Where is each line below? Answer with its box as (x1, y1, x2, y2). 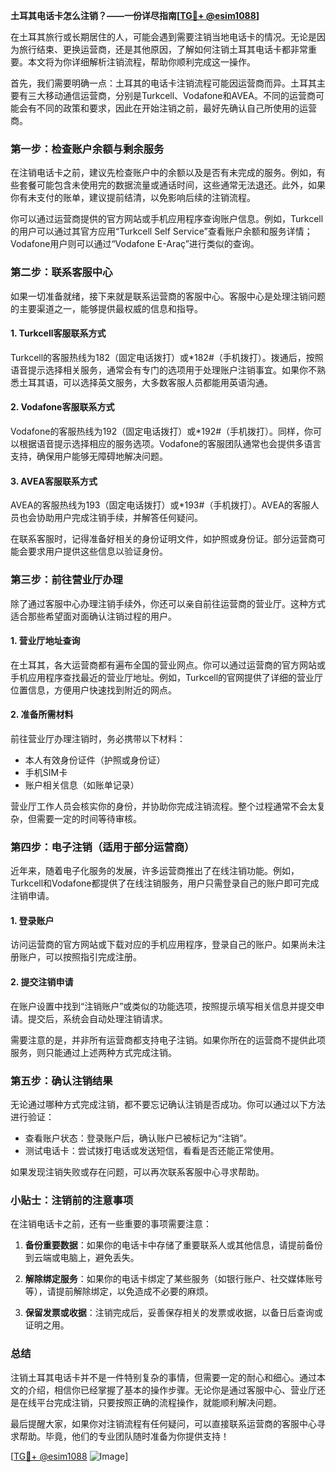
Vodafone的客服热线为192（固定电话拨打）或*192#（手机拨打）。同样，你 (10, 425, 314, 437)
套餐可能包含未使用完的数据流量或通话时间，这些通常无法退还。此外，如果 (18, 179, 326, 191)
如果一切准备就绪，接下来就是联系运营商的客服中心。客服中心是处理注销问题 (10, 290, 326, 302)
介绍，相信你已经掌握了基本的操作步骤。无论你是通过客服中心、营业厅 (27, 1384, 317, 1396)
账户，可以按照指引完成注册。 (18, 951, 142, 963)
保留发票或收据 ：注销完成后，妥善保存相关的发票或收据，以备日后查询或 (24, 1307, 323, 1319)
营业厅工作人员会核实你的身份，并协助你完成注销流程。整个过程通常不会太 (10, 800, 317, 812)
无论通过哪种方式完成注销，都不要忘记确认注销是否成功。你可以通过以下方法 (10, 1098, 326, 1110)
